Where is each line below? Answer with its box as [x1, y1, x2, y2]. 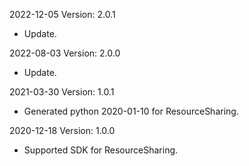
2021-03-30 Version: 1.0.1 [9, 86, 115, 98]
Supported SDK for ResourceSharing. [23, 144, 179, 156]
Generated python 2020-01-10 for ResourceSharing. [23, 105, 239, 117]
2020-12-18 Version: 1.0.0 [9, 125, 116, 136]
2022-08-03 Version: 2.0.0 [9, 47, 121, 59]
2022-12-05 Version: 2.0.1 [9, 9, 116, 20]
